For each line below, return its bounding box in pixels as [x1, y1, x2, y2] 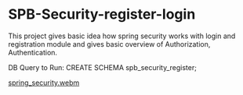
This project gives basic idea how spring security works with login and [8, 31, 236, 40]
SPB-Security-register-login [8, 5, 196, 23]
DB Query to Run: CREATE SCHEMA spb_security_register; [8, 62, 198, 72]
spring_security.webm [8, 78, 80, 87]
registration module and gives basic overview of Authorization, [8, 39, 211, 48]
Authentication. [8, 47, 57, 57]
